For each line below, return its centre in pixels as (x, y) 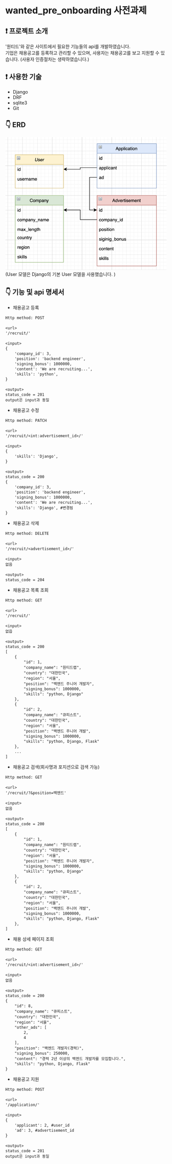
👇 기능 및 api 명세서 (35, 292)
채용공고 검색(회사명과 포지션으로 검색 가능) (56, 767)
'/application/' (23, 1105)
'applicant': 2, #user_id (42, 1126)
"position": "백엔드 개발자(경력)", (49, 1048)
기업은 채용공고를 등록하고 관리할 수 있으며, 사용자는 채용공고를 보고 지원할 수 (82, 53)
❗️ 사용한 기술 (24, 77)
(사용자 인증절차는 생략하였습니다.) (55, 59)
